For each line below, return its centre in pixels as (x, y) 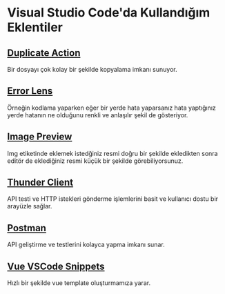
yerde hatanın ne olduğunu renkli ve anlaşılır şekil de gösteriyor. (98, 115)
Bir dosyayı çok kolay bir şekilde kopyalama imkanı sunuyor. (92, 69)
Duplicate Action (44, 53)
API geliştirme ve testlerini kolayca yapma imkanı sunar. (86, 245)
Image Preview (40, 137)
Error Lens (30, 91)
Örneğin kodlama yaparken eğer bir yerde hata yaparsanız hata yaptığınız (111, 108)
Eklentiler (35, 27)
